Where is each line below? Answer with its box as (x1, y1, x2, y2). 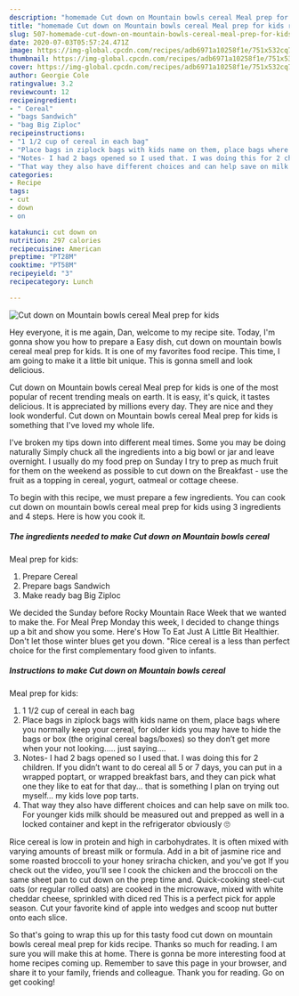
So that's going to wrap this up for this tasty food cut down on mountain (9, 929, 273, 940)
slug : (9, 29, 29, 38)
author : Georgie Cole (9, 71, 90, 80)
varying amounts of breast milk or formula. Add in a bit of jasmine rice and (9, 846, 282, 856)
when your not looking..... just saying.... (21, 742, 166, 753)
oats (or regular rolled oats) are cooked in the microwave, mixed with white (9, 883, 284, 895)
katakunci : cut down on (9, 228, 98, 237)
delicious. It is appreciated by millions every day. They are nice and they (9, 401, 274, 411)
